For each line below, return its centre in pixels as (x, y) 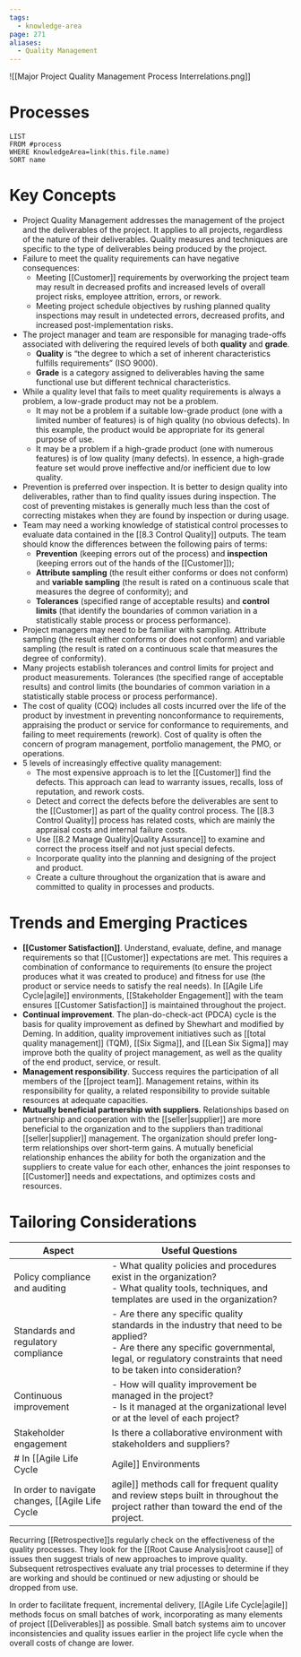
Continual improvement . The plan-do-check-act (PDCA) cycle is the (149, 1014)
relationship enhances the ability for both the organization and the (144, 1157)
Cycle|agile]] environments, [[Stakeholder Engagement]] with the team (153, 995)
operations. (43, 753)
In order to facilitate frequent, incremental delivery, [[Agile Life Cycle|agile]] (149, 1604)
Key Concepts (63, 196)
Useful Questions (199, 1250)
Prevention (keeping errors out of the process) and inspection (151, 553)
